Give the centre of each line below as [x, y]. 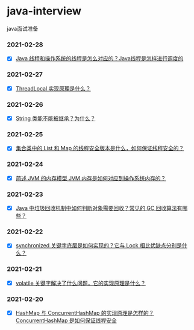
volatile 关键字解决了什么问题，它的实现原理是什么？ [81, 283]
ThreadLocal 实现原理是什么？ [53, 88]
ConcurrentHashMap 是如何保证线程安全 [66, 320]
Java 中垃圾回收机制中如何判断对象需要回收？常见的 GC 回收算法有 [99, 208]
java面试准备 [23, 28]
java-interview [44, 11]
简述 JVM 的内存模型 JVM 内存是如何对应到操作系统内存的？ [91, 178]
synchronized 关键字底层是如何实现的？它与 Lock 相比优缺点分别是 [99, 246]
